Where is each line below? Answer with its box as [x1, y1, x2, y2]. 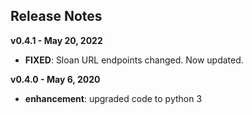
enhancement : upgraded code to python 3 [24, 92, 203, 104]
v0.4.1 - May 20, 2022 [10, 34, 103, 46]
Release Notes [10, 8, 103, 25]
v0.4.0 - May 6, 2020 [10, 73, 101, 85]
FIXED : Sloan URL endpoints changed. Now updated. [24, 54, 244, 66]
